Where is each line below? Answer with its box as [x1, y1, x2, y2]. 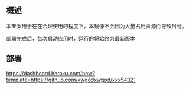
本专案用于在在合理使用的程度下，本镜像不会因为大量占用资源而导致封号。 [6, 22, 187, 29]
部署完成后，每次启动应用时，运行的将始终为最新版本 [6, 35, 136, 42]
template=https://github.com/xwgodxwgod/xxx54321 [6, 76, 136, 83]
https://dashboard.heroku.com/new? [6, 70, 96, 77]
